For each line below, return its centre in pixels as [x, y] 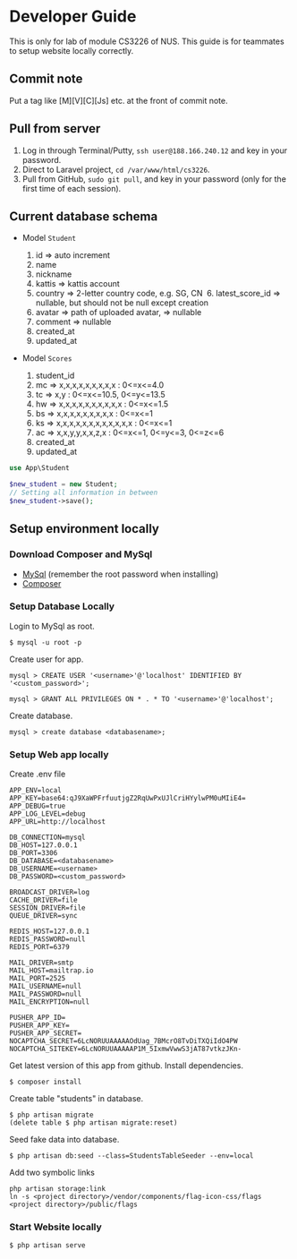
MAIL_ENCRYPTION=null [50, 1002]
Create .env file [38, 774]
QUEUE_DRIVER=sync [43, 916]
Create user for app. [47, 659]
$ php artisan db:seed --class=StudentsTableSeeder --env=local [132, 1156]
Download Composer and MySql [81, 554]
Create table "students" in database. [76, 1099]
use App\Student [39, 468]
